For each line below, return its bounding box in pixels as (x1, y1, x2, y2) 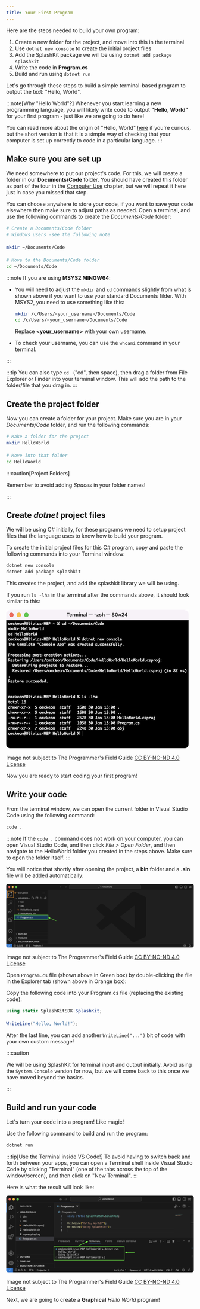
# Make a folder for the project (6, 434, 89, 440)
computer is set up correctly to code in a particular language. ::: (6, 136, 162, 144)
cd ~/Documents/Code (6, 263, 58, 269)
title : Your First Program (6, 10, 73, 16)
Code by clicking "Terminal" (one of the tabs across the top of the (6, 1166, 168, 1173)
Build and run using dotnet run (14, 70, 91, 77)
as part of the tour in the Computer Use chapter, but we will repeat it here (6, 182, 186, 190)
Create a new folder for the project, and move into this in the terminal (14, 38, 185, 45)
